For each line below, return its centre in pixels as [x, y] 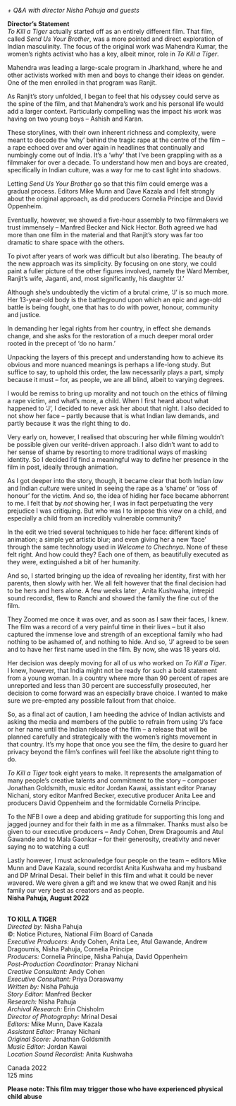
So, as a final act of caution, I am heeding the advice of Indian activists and [116, 714]
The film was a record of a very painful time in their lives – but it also [106, 627]
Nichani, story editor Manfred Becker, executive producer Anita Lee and [112, 795]
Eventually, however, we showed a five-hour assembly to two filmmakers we [118, 220]
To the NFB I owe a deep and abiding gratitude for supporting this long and [116, 816]
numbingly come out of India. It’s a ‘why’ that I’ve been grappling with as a [115, 155]
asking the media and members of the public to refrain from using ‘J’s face [115, 722]
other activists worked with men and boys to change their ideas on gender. [116, 75]
